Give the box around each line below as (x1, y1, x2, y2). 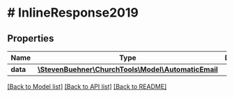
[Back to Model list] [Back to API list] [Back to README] (7, 82, 167, 91)
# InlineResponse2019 (7, 5, 139, 21)
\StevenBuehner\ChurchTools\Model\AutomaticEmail (37, 64, 218, 74)
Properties (7, 33, 54, 44)
